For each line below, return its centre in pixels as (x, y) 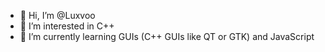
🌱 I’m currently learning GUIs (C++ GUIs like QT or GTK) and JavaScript (167, 36)
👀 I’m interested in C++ (67, 26)
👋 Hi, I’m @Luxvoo (57, 15)
